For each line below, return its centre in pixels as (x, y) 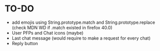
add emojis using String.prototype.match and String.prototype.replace (83, 22)
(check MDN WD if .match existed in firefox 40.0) (62, 27)
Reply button (25, 43)
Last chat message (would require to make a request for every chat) (81, 38)
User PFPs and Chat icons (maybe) (48, 33)
